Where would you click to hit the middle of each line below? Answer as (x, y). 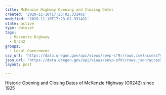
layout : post (19, 64)
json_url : (15, 60)
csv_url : (14, 55)
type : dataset (20, 28)
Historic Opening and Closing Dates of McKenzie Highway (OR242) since (80, 83)
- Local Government (30, 51)
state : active (20, 23)
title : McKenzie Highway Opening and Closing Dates (59, 10)
